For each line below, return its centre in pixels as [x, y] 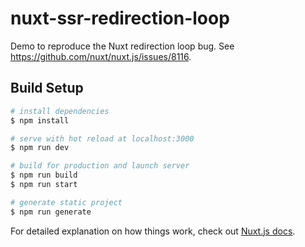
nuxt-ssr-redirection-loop [120, 18]
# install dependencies [60, 111]
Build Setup [47, 88]
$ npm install [40, 120]
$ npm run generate [51, 212]
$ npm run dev [40, 148]
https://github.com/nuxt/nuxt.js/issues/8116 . [101, 56]
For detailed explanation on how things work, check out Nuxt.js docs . [153, 231]
